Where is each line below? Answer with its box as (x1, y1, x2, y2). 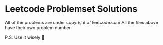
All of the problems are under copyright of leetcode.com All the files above (5, 20, 158, 25)
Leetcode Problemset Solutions (5, 3, 138, 15)
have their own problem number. (5, 24, 72, 30)
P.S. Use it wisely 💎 (5, 34, 45, 40)
